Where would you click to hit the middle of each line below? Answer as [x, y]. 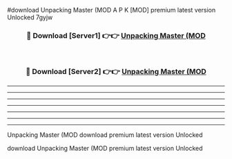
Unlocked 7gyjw [30, 17]
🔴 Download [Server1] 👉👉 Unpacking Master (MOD [116, 35]
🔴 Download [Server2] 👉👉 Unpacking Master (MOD [116, 72]
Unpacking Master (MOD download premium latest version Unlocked [105, 135]
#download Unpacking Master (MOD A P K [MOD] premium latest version [112, 10]
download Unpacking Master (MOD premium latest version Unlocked [105, 148]
